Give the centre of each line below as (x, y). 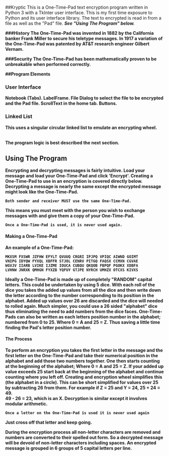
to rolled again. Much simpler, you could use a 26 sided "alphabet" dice (81, 306)
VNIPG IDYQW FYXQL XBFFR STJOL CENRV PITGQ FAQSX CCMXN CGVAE (72, 261)
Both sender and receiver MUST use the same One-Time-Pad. (68, 201)
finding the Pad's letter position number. (48, 328)
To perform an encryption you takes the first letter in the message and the (84, 350)
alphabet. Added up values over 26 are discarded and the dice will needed (84, 301)
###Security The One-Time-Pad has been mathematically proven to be (81, 59)
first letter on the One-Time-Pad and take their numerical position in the (82, 355)
